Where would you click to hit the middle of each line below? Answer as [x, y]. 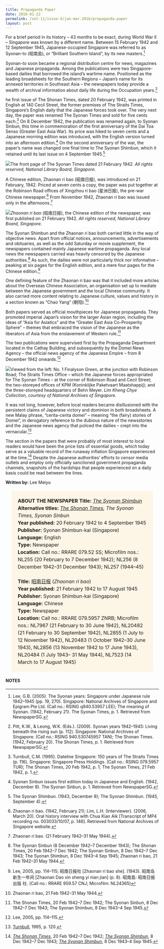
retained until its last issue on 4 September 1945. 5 [55, 153]
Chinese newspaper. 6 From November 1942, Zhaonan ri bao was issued [78, 196]
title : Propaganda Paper [31, 10]
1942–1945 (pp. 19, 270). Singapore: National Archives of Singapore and [85, 701]
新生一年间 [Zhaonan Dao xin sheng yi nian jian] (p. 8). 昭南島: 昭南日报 [84, 877]
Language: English [39, 538]
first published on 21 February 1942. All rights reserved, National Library [78, 218]
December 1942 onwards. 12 [33, 359]
